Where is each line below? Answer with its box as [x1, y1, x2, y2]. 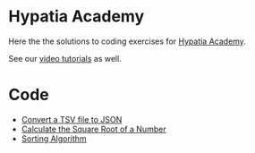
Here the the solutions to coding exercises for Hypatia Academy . [8, 36, 247, 47]
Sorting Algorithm [21, 132, 87, 144]
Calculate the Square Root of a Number [21, 123, 166, 134]
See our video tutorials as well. [8, 53, 122, 64]
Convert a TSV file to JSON [21, 114, 123, 124]
